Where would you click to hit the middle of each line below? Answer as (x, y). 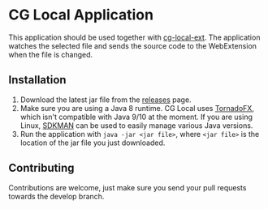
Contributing (41, 168)
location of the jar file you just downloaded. (93, 143)
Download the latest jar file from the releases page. (106, 100)
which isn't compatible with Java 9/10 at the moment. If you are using (136, 117)
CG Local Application (81, 15)
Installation (37, 80)
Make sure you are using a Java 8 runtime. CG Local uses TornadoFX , (137, 108)
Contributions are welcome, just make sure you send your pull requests (128, 187)
